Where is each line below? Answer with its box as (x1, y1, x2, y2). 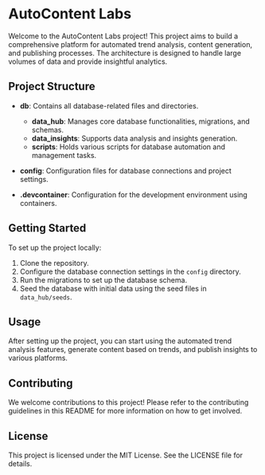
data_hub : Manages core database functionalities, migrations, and (31, 117, 251, 126)
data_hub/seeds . (19, 292, 73, 302)
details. (8, 459, 33, 468)
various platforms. (8, 353, 68, 363)
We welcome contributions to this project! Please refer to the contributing (8, 398, 249, 407)
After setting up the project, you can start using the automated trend (8, 336, 232, 346)
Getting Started (8, 221, 87, 236)
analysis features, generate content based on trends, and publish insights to (8, 345, 258, 354)
